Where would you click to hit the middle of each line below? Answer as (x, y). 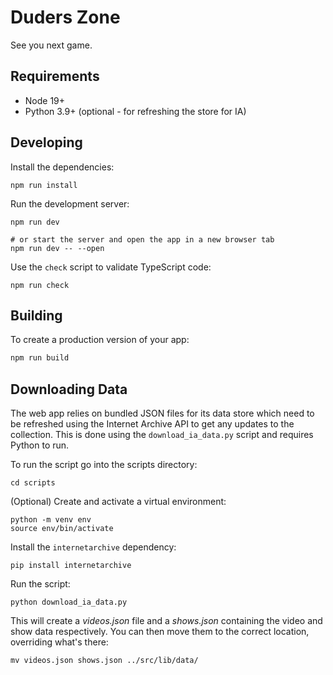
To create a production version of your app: (100, 340)
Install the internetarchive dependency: (93, 547)
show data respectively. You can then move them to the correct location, (160, 632)
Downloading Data (69, 389)
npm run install (44, 185)
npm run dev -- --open (57, 248)
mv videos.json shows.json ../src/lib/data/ (104, 661)
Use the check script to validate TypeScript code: (111, 267)
